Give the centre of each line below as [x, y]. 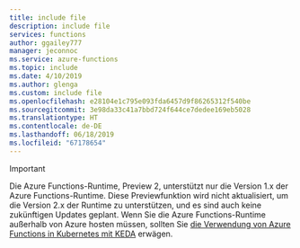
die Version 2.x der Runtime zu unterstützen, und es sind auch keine [136, 205]
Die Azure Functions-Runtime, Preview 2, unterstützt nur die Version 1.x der [149, 186]
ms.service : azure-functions [64, 59]
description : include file [60, 26]
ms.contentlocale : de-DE [56, 127]
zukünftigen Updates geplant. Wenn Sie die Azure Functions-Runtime [138, 214]
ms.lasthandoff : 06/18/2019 [62, 135]
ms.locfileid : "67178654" [57, 143]
